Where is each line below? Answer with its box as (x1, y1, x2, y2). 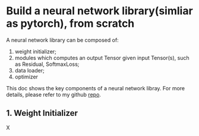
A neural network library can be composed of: (6, 36, 119, 43)
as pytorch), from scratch (6, 17, 135, 30)
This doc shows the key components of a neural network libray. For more (6, 84, 185, 91)
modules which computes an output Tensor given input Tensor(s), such (14, 54, 189, 61)
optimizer (14, 73, 39, 80)
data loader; (14, 67, 45, 74)
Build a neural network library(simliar (6, 4, 193, 18)
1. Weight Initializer (6, 108, 78, 118)
